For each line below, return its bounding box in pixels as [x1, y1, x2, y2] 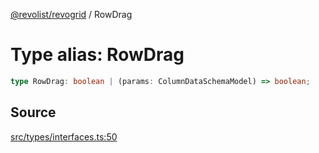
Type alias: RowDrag [10, 44, 185, 66]
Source [10, 104, 57, 121]
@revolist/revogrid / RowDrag [10, 9, 133, 20]
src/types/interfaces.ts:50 [10, 130, 118, 143]
